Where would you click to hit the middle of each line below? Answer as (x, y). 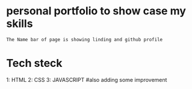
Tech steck (34, 63)
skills (20, 24)
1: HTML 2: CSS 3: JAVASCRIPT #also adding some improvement (87, 79)
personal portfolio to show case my (96, 11)
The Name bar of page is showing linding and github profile (85, 39)
